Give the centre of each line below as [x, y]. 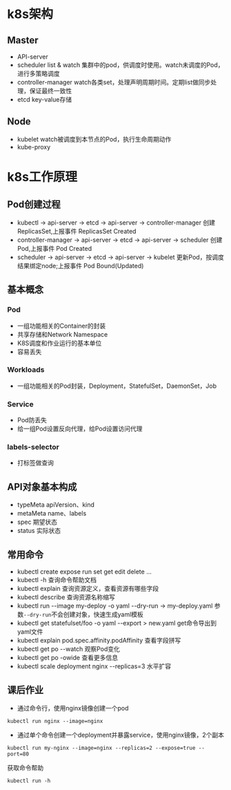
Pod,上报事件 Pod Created [54, 248]
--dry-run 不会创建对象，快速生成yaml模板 [83, 614]
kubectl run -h [29, 781]
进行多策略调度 [38, 74]
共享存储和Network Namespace [62, 334]
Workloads [26, 370]
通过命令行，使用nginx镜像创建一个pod [73, 708]
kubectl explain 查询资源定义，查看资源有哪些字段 [88, 589]
